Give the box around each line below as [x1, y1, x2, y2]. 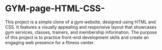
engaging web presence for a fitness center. [5, 39, 95, 45]
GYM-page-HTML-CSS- [5, 3, 105, 14]
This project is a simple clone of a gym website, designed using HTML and [5, 19, 156, 25]
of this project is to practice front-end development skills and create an [5, 34, 149, 40]
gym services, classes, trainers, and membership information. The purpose [5, 29, 157, 35]
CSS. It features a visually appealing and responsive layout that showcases [5, 24, 157, 30]
